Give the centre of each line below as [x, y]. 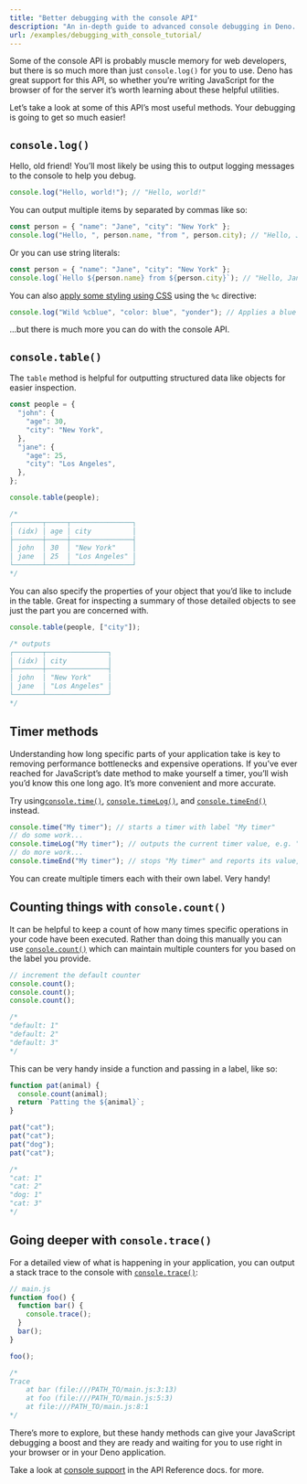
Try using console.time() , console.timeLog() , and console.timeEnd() [138, 800]
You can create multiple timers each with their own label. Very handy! [140, 878]
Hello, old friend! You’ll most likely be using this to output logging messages [152, 166]
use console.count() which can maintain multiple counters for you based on [153, 948]
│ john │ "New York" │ [61, 678]
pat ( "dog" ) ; [32, 1144]
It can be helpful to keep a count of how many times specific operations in [149, 929]
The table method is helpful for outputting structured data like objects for [148, 378]
